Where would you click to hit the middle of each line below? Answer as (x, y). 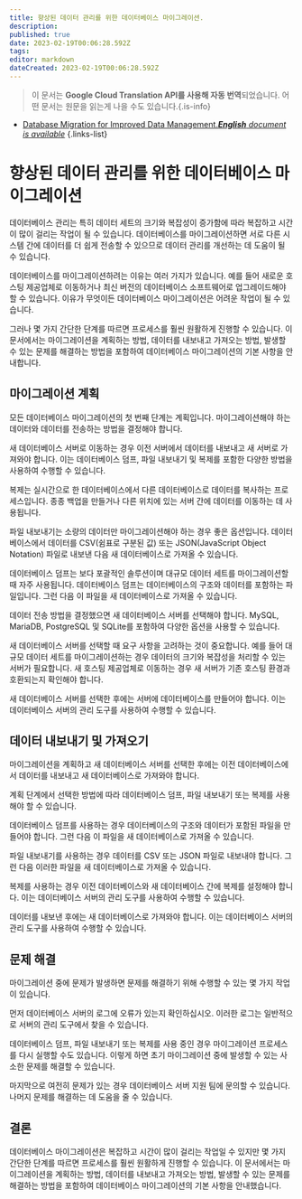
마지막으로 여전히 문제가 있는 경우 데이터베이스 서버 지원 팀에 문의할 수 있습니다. (150, 1086)
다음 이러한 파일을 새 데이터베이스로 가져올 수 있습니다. (115, 867)
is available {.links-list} (65, 134)
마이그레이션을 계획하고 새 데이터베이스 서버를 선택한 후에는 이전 (123, 764)
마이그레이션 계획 (55, 394)
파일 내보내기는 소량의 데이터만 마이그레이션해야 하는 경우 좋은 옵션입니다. (139, 531)
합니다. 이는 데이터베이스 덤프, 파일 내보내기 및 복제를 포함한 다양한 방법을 (163, 459)
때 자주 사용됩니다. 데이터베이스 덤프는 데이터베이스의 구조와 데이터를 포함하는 (146, 585)
